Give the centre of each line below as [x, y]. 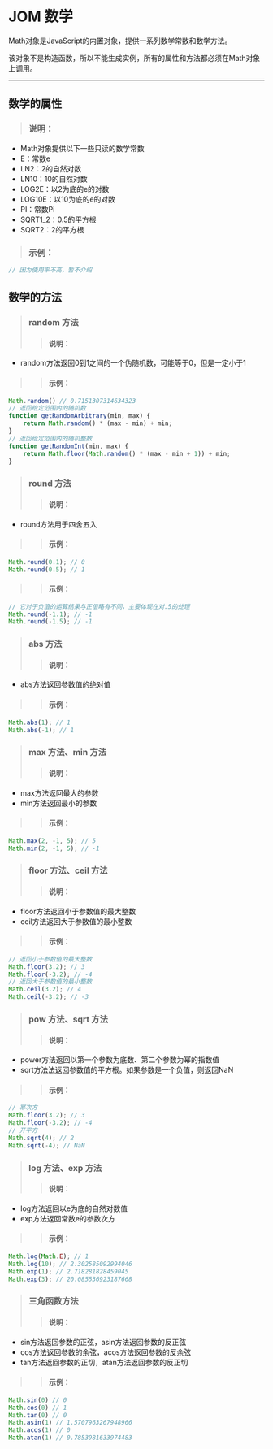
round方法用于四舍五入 [58, 524]
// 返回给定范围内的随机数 [48, 408]
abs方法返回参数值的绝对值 [65, 684]
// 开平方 [23, 1130]
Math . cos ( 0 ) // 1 [38, 1408]
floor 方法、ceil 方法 [68, 870]
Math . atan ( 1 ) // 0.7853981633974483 [70, 1438]
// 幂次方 [23, 1108]
